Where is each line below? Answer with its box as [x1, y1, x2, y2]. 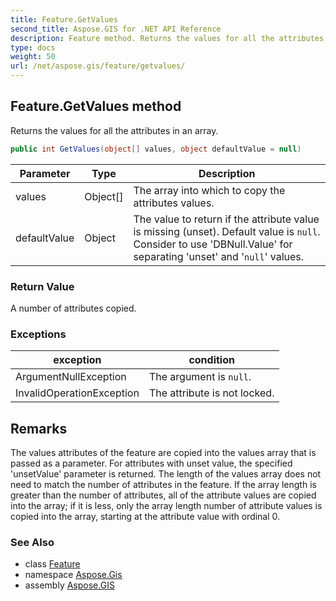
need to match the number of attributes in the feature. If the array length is [10, 479, 317, 491]
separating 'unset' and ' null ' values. [133, 249, 305, 263]
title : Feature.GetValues [10, 14, 118, 25]
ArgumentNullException [15, 370, 127, 384]
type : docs [10, 42, 56, 53]
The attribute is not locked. [148, 386, 275, 400]
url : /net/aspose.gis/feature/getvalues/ [10, 61, 186, 71]
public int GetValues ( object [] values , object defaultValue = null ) [10, 144, 302, 154]
